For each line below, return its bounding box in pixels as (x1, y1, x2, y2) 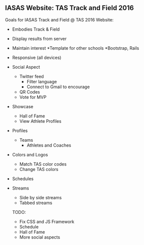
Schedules (12, 175, 34, 182)
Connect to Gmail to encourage (26, 84, 90, 90)
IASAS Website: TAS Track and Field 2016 (5, 4, 134, 12)
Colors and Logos (12, 151, 48, 157)
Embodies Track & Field (12, 26, 60, 32)
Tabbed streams (19, 200, 53, 206)
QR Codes (19, 89, 40, 94)
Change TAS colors (19, 166, 59, 172)
